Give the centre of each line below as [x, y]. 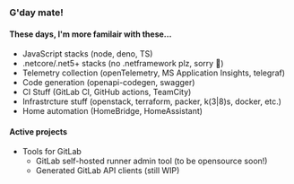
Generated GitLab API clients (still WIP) [108, 171]
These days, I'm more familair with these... [91, 34]
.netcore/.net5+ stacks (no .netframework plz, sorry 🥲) [123, 64]
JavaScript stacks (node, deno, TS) [87, 54]
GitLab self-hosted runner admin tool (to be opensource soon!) [151, 161]
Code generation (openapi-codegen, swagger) [108, 83]
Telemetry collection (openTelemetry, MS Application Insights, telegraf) [153, 73]
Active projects [39, 131]
